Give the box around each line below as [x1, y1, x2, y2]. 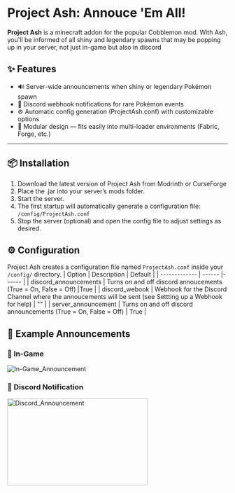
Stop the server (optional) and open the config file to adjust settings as [17, 216, 222, 225]
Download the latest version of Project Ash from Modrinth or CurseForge [17, 179, 227, 188]
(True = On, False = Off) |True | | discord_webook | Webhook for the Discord [7, 285, 227, 293]
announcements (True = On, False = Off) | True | [7, 307, 147, 316]
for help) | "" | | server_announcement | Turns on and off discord [7, 300, 194, 309]
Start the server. [17, 194, 64, 202]
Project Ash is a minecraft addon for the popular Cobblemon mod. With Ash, [7, 28, 228, 36]
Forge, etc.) [17, 130, 51, 138]
